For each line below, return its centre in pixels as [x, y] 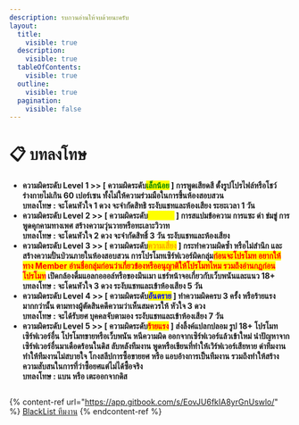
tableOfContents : [50, 68]
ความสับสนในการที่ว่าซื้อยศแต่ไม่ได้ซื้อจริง [83, 366]
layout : [24, 26]
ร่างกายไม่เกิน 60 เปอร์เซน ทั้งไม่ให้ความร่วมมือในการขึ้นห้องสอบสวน [123, 196]
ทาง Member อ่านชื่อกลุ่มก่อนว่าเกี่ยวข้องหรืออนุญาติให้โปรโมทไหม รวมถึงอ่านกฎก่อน [149, 266]
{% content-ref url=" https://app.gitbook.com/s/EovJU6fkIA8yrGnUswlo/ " [144, 402]
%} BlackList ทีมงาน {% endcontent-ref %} [86, 412]
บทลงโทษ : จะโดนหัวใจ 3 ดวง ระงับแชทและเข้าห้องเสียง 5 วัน [112, 286]
